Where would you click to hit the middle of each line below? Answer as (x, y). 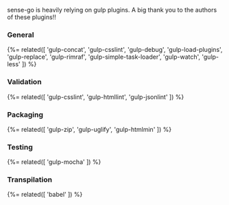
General (21, 35)
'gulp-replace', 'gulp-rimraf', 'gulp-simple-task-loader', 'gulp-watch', (104, 57)
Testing (20, 147)
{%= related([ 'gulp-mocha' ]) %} (54, 162)
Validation (25, 82)
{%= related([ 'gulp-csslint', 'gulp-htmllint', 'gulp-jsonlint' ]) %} (96, 97)
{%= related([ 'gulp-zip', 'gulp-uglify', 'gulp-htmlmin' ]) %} (89, 129)
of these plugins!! (32, 17)
